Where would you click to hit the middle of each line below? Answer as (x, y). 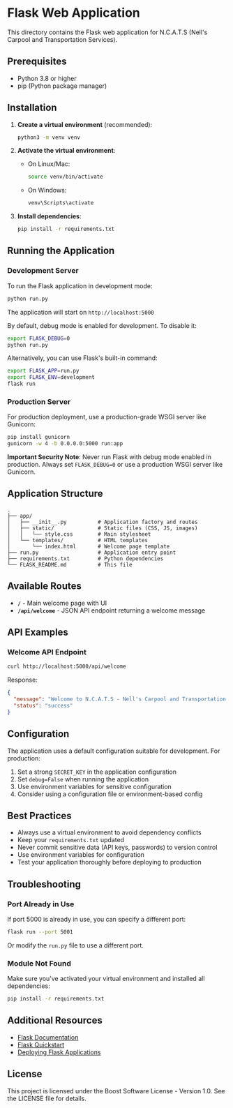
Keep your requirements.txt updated (70, 840)
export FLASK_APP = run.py (43, 371)
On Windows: (47, 190)
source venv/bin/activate (65, 177)
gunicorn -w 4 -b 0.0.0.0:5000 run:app (65, 444)
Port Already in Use (41, 904)
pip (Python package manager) (62, 86)
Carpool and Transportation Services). (62, 39)
